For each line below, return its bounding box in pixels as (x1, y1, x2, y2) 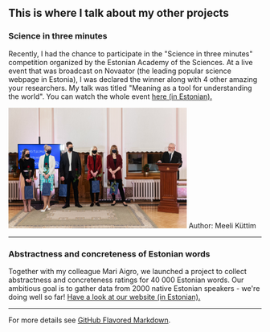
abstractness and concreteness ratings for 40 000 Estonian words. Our (8, 275, 244, 285)
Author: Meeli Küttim (188, 220, 257, 230)
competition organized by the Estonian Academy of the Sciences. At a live (8, 57, 253, 67)
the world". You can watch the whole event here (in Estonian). (8, 92, 213, 101)
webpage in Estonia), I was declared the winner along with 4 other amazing (8, 74, 258, 84)
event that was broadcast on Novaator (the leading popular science (8, 66, 231, 76)
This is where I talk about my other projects (8, 6, 229, 20)
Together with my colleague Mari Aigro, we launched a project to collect (8, 266, 247, 276)
